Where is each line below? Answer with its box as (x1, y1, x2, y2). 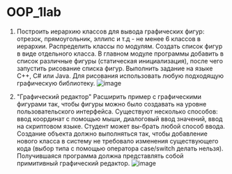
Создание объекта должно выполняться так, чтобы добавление (16, 129, 208, 138)
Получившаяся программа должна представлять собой (16, 151, 184, 160)
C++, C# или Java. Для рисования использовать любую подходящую (16, 71, 224, 80)
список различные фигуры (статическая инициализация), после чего (16, 56, 224, 65)
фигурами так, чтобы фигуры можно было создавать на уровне (16, 100, 207, 108)
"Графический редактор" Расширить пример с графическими (16, 92, 202, 101)
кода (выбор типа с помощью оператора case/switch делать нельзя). (16, 144, 224, 152)
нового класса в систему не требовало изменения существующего (16, 136, 219, 145)
